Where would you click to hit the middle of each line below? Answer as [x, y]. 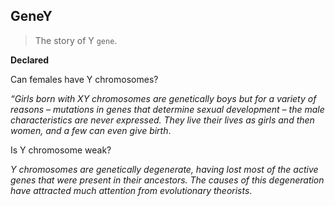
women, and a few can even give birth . [91, 130]
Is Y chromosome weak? [61, 150]
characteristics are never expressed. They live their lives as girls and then [162, 120]
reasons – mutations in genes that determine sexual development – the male [167, 109]
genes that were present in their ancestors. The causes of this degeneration [167, 180]
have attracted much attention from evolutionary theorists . [131, 190]
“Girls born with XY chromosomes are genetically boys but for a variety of [163, 98]
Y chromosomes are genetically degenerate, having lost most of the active [164, 169]
